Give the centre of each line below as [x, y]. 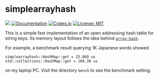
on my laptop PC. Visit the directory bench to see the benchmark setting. [78, 70]
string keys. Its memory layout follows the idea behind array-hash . [72, 38]
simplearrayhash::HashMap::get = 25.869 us [50, 57]
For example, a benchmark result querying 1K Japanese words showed [77, 47]
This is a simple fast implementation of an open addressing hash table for [79, 33]
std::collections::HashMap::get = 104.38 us [51, 61]
